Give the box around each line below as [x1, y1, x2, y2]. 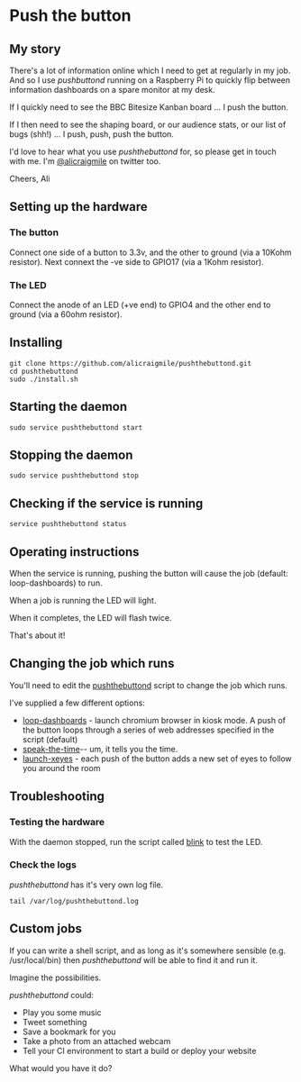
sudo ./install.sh [9, 375, 78, 384]
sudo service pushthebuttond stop [9, 471, 140, 480]
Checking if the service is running [9, 496, 204, 511]
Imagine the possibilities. [9, 972, 102, 983]
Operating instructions [9, 544, 140, 559]
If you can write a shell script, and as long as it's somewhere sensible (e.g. [9, 945, 287, 956]
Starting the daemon [9, 399, 128, 414]
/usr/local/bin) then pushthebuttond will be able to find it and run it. [9, 954, 259, 965]
